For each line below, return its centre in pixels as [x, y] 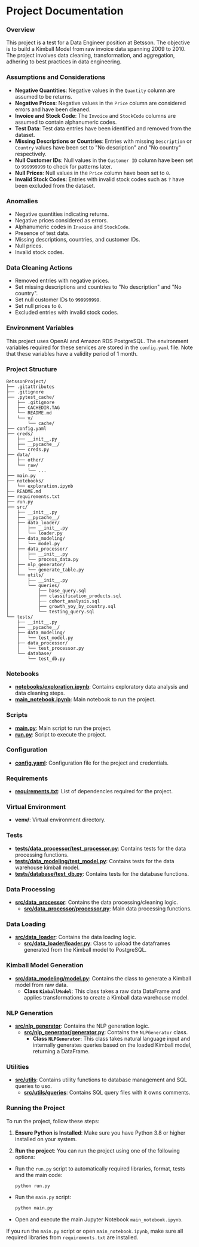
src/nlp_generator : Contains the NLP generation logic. [82, 1026]
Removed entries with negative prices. [62, 281]
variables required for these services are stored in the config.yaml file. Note [99, 347]
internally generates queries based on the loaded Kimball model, [112, 1045]
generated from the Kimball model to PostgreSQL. [85, 950]
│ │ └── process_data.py [42, 559]
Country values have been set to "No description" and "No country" [98, 147]
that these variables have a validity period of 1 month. [72, 353]
